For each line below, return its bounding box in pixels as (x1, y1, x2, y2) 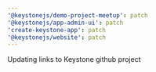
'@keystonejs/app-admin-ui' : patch (7, 19, 124, 27)
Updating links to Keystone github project (7, 55, 141, 64)
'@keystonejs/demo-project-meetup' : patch (7, 11, 148, 20)
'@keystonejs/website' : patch (7, 33, 107, 41)
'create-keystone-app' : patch (7, 26, 107, 34)
